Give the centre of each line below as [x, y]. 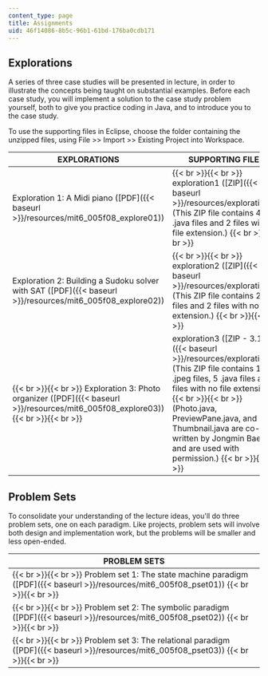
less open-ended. [37, 541]
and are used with [205, 449]
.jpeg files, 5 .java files [214, 378]
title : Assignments [41, 23]
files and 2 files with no [215, 306]
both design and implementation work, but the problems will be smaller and [132, 533]
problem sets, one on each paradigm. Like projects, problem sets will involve [134, 524]
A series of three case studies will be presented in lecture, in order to [122, 82]
